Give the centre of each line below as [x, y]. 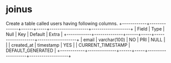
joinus [19, 9]
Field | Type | [151, 28]
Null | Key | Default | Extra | [34, 34]
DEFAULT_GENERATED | [31, 50]
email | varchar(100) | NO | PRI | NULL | [124, 40]
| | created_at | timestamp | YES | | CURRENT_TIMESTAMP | [68, 45]
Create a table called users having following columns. [62, 23]
